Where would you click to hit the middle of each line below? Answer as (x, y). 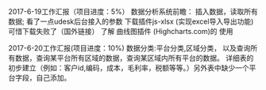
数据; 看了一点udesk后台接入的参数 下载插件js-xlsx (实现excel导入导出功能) (131, 21)
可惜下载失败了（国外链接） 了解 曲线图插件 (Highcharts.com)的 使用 (121, 31)
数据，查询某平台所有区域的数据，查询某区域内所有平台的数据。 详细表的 (134, 58)
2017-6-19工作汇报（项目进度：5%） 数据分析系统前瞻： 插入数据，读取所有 (133, 11)
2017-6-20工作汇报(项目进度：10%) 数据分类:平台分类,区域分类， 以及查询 (129, 48)
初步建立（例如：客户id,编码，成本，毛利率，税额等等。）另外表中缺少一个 (129, 68)
